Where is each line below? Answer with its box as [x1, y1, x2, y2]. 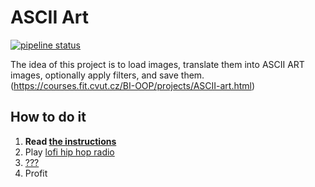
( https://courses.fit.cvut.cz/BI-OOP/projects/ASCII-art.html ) [10, 79, 256, 91]
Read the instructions [24, 135, 117, 147]
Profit [24, 167, 48, 179]
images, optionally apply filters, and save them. [10, 69, 205, 81]
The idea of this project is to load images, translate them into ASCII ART [10, 58, 305, 70]
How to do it [10, 109, 87, 126]
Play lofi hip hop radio [24, 146, 115, 158]
